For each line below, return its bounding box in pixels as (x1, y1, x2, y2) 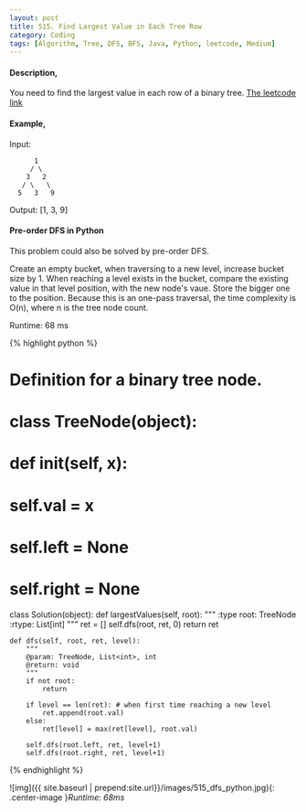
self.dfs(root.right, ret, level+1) (26, 748, 166, 757)
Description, (9, 67, 58, 78)
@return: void (26, 660, 79, 669)
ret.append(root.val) (42, 708, 125, 718)
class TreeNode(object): (9, 411, 198, 433)
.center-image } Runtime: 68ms (9, 792, 125, 803)
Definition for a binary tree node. (9, 369, 263, 390)
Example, (9, 118, 47, 129)
